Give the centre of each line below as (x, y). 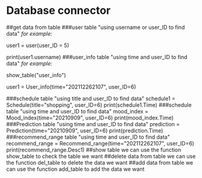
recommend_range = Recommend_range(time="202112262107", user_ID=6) (100, 143)
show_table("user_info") (36, 75)
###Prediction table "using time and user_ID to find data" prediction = (93, 124)
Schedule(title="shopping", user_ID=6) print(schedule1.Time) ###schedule (99, 105)
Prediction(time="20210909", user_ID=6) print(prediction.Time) (85, 130)
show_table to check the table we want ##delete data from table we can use (101, 156)
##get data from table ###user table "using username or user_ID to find (96, 27)
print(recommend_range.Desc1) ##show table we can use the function (94, 150)
